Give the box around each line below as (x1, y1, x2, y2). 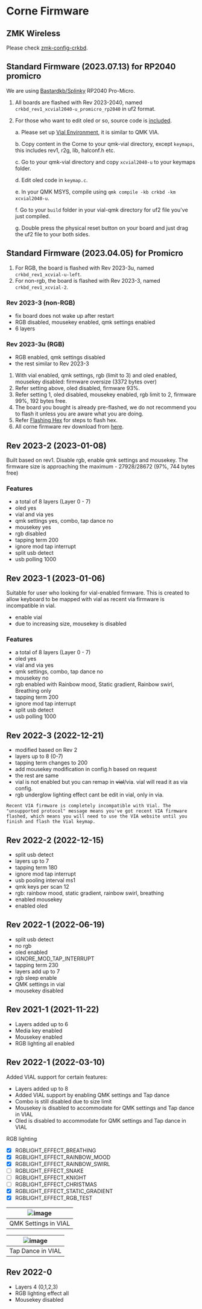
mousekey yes (14, 523, 51, 531)
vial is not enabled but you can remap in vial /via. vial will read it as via (14, 778, 188, 786)
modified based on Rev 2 (14, 746, 77, 754)
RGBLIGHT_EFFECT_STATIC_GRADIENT (14, 1187, 113, 1194)
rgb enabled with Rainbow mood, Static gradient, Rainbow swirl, (14, 681, 174, 688)
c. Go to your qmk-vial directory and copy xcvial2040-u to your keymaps (14, 158, 196, 165)
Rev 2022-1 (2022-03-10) (6, 1057, 106, 1068)
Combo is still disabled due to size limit (14, 1097, 112, 1105)
